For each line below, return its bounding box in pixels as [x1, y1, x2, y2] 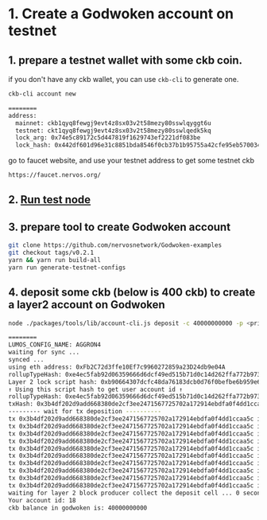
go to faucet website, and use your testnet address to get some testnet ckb [8, 156, 255, 166]
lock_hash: [15, 141, 52, 150]
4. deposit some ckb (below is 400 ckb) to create [8, 286, 256, 299]
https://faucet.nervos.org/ [8, 171, 102, 179]
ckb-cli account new [8, 90, 77, 98]
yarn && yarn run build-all [8, 256, 102, 264]
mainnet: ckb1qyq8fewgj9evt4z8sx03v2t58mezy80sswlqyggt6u [15, 119, 212, 127]
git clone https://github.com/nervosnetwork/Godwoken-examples [8, 241, 222, 249]
